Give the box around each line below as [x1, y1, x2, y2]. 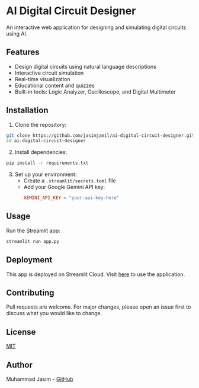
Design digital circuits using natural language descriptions [14, 63, 157, 70]
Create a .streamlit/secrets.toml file [23, 177, 117, 184]
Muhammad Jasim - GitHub [6, 376, 73, 383]
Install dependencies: [14, 149, 68, 156]
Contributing [6, 287, 54, 297]
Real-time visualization [14, 75, 70, 82]
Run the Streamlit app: [6, 227, 60, 234]
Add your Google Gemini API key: [23, 184, 105, 191]
